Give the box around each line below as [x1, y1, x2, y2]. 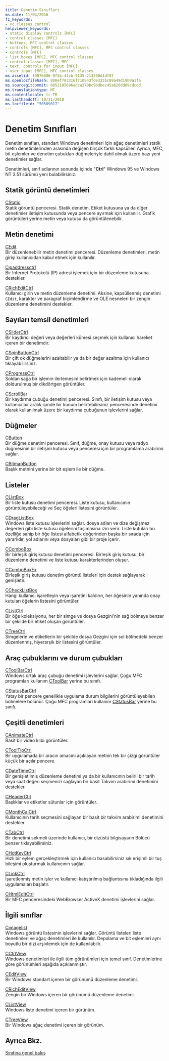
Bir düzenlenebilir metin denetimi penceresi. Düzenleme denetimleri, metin [5, 249, 160, 255]
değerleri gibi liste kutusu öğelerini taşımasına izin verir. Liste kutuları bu [5, 526, 155, 532]
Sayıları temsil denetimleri [5, 316, 89, 324]
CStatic [5, 199, 21, 205]
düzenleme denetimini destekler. [5, 301, 73, 307]
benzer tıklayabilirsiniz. [5, 840, 53, 846]
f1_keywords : [5, 17, 33, 22]
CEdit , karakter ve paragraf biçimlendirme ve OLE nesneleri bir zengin [5, 295, 151, 302]
